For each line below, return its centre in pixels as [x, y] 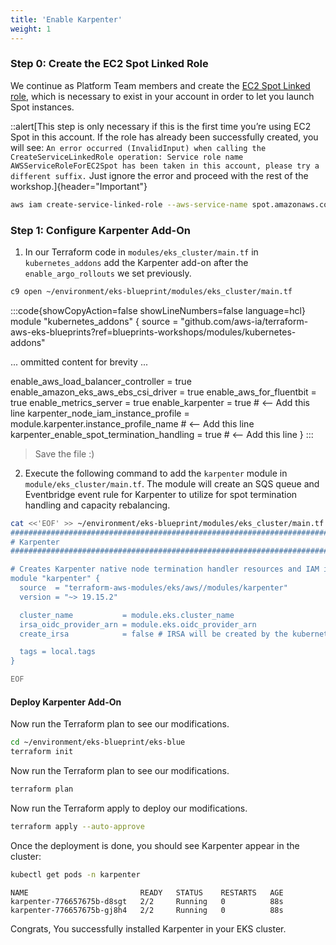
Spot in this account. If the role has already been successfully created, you [164, 137]
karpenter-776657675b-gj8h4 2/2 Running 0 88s [147, 910]
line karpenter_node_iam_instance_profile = [100, 413]
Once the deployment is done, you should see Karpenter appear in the [155, 845]
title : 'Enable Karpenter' [66, 19]
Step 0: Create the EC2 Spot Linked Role [109, 64]
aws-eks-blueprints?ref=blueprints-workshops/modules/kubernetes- [153, 332]
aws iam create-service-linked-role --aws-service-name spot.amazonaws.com [171, 204]
